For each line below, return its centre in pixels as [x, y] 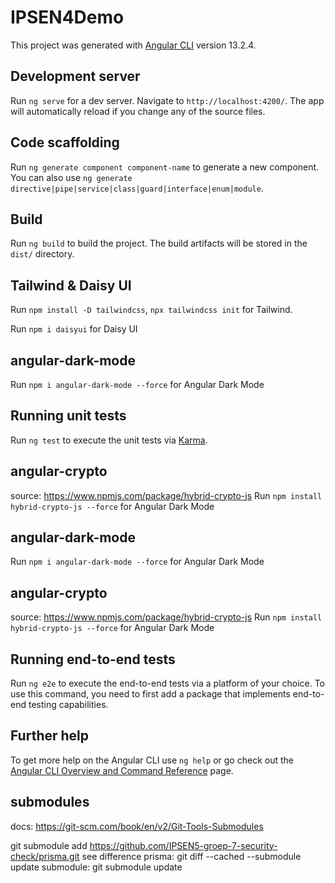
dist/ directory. [42, 254]
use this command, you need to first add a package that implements [150, 694]
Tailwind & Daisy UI [71, 285]
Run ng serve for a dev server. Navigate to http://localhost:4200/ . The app [167, 100]
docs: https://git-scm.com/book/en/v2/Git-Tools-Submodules [137, 826]
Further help [50, 736]
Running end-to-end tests [93, 659]
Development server [75, 76]
